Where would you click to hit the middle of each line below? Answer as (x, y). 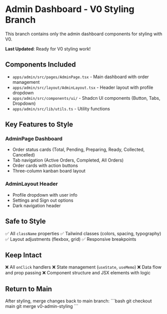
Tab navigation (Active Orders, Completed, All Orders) (68, 160)
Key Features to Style (39, 125)
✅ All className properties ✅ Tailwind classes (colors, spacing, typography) (83, 233)
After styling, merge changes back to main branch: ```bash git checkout (78, 301)
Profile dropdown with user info (45, 195)
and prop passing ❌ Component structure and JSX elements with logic (78, 273)
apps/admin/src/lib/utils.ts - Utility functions (61, 108)
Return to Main (29, 289)
